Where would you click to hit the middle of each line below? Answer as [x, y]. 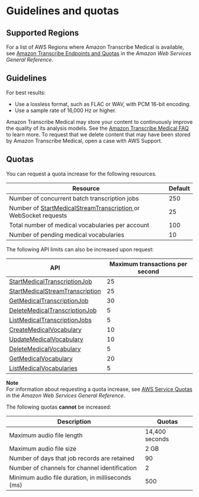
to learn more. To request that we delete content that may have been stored [98, 134]
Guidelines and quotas [63, 11]
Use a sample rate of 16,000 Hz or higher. [65, 110]
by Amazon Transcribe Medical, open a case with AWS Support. [84, 141]
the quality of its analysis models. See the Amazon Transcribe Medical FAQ [97, 128]
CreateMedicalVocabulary [45, 329]
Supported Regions [43, 33]
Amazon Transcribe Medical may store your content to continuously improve [99, 122]
